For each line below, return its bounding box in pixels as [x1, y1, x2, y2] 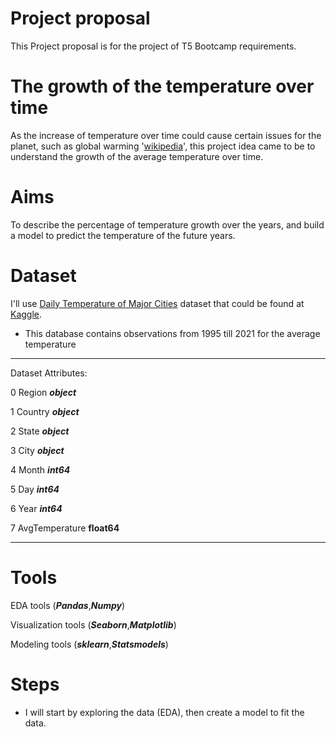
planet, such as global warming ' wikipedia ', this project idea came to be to [10, 140, 316, 152]
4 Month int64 [10, 463, 71, 476]
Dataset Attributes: [10, 367, 88, 379]
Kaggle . [10, 308, 43, 320]
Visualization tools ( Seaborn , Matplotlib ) [10, 618, 177, 631]
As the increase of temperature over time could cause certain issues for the [10, 129, 322, 141]
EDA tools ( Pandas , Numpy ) [10, 599, 126, 611]
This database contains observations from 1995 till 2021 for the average [24, 327, 321, 339]
